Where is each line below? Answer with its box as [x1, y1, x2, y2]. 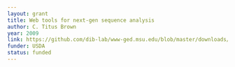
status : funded [7, 50, 52, 57]
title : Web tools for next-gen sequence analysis [7, 17, 155, 24]
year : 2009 [7, 29, 39, 37]
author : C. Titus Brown [7, 23, 77, 30]
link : [7, 36, 23, 43]
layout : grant [7, 10, 49, 17]
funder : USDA [7, 43, 45, 50]
